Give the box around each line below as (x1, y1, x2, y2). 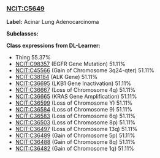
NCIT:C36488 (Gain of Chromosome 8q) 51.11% (15, 138, 136, 146)
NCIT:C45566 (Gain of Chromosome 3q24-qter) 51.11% (15, 67, 154, 74)
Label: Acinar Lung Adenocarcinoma (6, 18, 99, 26)
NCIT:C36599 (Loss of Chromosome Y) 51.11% (15, 99, 133, 107)
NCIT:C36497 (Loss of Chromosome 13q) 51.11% (15, 126, 138, 133)
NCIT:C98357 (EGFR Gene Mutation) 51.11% (15, 60, 126, 68)
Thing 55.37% (15, 54, 51, 61)
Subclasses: (6, 30, 39, 37)
